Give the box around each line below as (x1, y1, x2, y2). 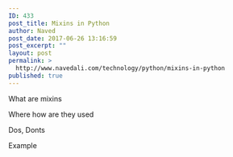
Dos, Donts (8, 125, 46, 134)
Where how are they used (8, 109, 94, 119)
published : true (8, 72, 63, 80)
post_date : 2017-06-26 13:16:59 (8, 34, 117, 43)
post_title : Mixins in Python (8, 19, 110, 27)
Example (8, 140, 38, 150)
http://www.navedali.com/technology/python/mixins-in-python (15, 64, 226, 72)
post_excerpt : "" (8, 42, 67, 50)
